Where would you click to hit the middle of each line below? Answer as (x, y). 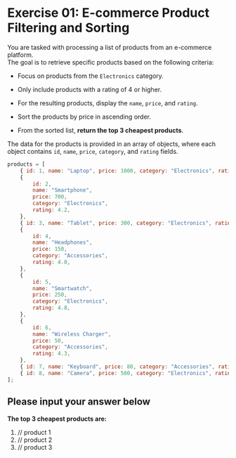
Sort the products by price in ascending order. (84, 117)
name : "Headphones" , (63, 243)
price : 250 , (50, 295)
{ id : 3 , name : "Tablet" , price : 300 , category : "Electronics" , (116, 223)
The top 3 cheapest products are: (57, 419)
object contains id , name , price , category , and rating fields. (93, 151)
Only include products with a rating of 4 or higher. (90, 89)
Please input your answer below (79, 402)
